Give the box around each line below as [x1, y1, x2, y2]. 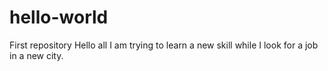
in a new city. [9, 49, 64, 61]
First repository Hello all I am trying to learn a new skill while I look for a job [9, 39, 319, 51]
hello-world [9, 6, 109, 29]
